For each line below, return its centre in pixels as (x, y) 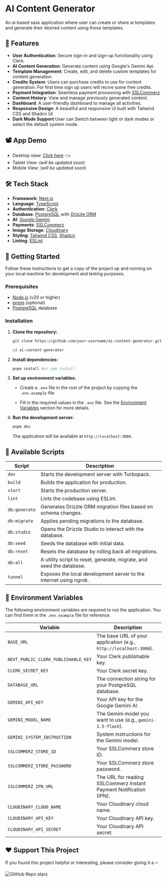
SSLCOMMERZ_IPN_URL (31, 786)
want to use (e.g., (117, 720)
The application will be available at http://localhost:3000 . (72, 436)
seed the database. (63, 566)
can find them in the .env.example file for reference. (58, 615)
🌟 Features (22, 44)
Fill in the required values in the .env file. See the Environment (83, 403)
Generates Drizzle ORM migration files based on (97, 507)
